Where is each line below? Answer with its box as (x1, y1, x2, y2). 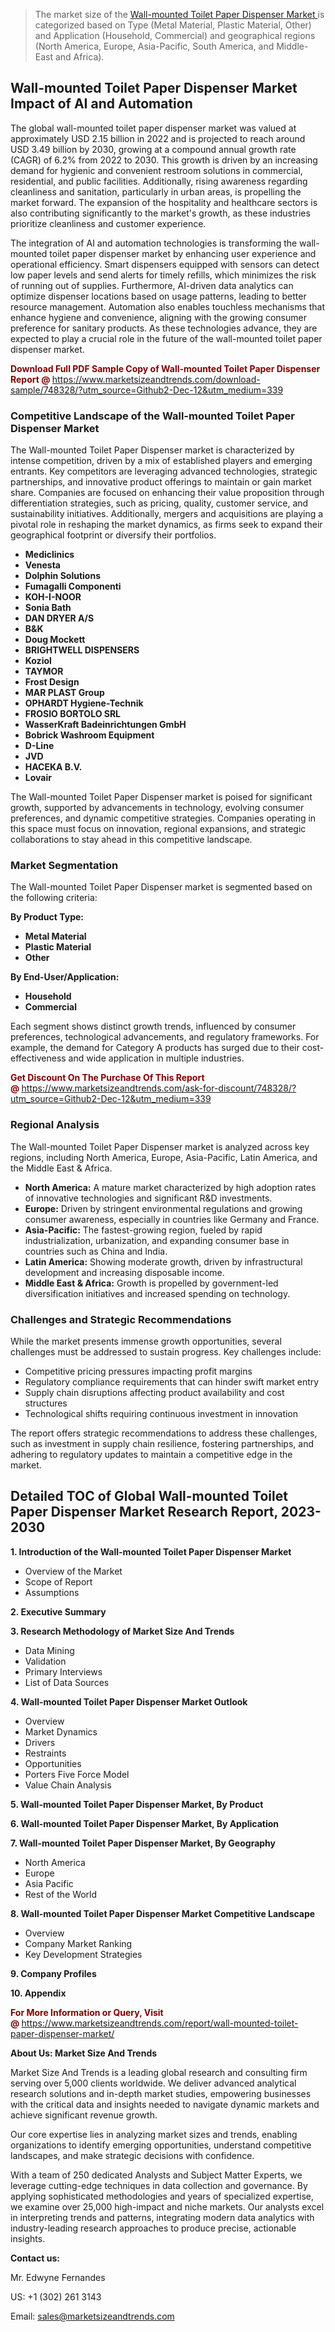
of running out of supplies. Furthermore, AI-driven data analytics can (10, 279, 294, 291)
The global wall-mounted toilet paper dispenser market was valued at (10, 122, 297, 134)
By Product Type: (10, 911, 84, 923)
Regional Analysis (10, 1118, 100, 1132)
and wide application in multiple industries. (68, 1052, 245, 1064)
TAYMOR (24, 665, 64, 678)
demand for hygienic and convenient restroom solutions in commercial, (10, 164, 303, 176)
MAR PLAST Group (24, 687, 105, 699)
